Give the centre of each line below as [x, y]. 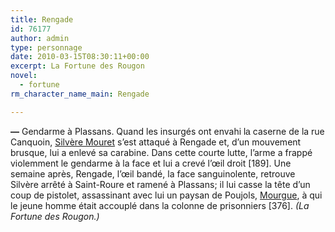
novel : [24, 76]
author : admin [40, 38]
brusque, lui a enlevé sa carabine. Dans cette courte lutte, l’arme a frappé [161, 152]
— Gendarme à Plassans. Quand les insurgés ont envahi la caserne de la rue [167, 131]
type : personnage [46, 47]
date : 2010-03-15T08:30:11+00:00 [80, 57]
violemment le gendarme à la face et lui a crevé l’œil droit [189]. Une [151, 163]
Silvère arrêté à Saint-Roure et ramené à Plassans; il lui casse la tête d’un [160, 184]
